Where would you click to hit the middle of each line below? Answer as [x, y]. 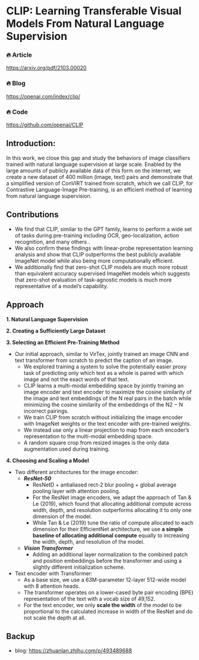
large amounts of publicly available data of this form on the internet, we [94, 171]
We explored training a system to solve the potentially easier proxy [105, 366]
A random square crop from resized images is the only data [96, 442]
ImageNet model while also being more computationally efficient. [94, 261]
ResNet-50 [37, 478]
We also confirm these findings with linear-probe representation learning [104, 248]
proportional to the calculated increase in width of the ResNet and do [108, 611]
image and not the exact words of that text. [76, 379]
